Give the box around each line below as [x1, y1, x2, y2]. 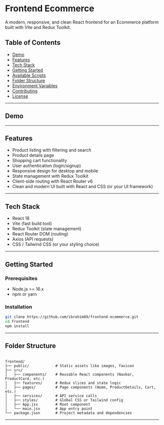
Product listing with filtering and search [12, 147, 91, 153]
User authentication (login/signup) [12, 163, 82, 169]
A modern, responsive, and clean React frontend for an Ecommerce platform [5, 19, 159, 25]
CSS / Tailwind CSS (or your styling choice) [12, 241, 100, 247]
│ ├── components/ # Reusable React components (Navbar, [5, 372, 134, 377]
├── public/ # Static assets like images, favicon [5, 363, 134, 368]
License [12, 93, 28, 99]
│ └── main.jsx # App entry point [5, 406, 93, 411]
